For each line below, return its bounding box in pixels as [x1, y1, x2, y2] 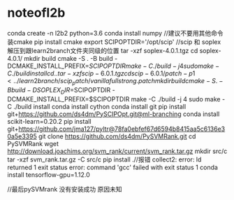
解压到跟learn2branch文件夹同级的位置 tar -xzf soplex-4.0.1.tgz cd [7, 46, 198, 55]
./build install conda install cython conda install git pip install [13, 102, 187, 110]
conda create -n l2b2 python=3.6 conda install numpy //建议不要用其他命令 [7, 29, 224, 37]
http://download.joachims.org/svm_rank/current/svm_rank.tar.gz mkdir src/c [7, 147, 228, 155]
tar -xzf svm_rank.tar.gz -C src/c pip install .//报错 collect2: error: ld [7, 155, 202, 164]
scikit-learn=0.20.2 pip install [7, 117, 92, 125]
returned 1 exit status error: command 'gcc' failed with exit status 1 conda [7, 163, 219, 171]
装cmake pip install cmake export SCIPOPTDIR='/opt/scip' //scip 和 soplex [7, 37, 221, 46]
